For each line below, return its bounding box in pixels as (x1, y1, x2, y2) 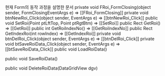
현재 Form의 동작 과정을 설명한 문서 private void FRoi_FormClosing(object (5, 4, 151, 10)
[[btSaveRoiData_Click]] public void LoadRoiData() (5, 46, 107, 52)
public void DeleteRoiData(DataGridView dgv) (5, 65, 98, 71)
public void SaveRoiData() (5, 56, 58, 61)
